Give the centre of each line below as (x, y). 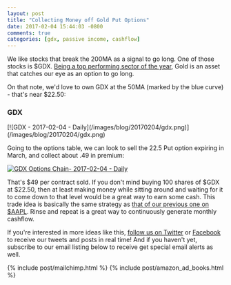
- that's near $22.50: (37, 95)
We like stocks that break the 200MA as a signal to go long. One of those (111, 59)
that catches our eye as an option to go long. (71, 74)
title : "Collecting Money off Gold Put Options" (78, 20)
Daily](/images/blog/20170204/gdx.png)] (131, 127)
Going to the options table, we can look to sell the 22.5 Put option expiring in (115, 148)
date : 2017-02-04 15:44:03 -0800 (55, 26)
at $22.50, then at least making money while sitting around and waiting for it (115, 190)
